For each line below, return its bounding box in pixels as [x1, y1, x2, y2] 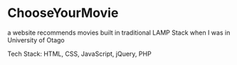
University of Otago [7, 35, 65, 44]
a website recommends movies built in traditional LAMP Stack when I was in [7, 28, 231, 37]
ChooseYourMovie [7, 5, 119, 21]
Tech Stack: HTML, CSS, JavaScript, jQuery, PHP [7, 49, 152, 58]
